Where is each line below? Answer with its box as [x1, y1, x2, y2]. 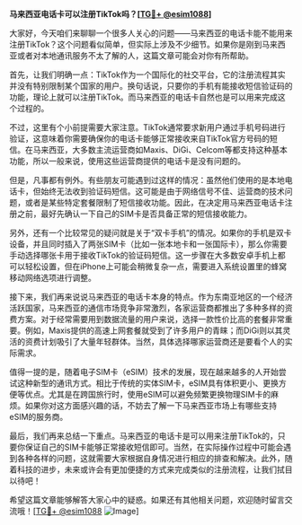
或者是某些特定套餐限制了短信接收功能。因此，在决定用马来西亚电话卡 [24, 197, 285, 207]
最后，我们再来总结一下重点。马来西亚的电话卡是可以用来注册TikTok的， [9, 431, 279, 441]
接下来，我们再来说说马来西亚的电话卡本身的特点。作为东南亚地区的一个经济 [9, 292, 293, 302]
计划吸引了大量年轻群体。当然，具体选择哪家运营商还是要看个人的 [40, 337, 285, 346]
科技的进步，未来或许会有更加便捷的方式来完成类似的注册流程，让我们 [16, 464, 277, 475]
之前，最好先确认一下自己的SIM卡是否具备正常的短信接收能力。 [16, 208, 253, 219]
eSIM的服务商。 [9, 412, 68, 422]
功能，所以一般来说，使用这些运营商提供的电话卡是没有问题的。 [9, 156, 245, 166]
